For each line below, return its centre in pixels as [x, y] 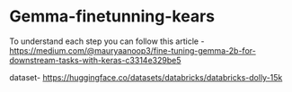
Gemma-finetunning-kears [112, 17]
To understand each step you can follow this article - [107, 41]
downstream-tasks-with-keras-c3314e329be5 [95, 60]
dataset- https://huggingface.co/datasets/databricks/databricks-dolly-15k [146, 77]
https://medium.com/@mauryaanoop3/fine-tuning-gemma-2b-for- [133, 50]
